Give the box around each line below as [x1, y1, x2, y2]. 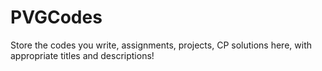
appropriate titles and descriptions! [10, 49, 155, 61]
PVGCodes [10, 6, 103, 29]
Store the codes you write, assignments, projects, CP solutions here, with [10, 39, 312, 51]
